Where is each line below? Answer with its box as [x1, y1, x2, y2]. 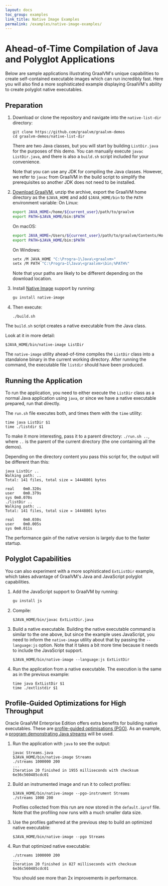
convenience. [12, 159, 41, 165]
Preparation [5, 101, 43, 110]
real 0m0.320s [5, 486, 42, 491]
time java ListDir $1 [5, 420, 51, 425]
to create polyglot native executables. [5, 87, 83, 93]
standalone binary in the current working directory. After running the [5, 356, 146, 362]
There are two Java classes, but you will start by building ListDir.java [12, 143, 158, 149]
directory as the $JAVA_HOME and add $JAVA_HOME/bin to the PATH [12, 194, 143, 200]
